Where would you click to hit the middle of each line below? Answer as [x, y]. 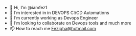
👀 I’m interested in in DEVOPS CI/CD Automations [59, 13]
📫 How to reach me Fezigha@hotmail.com [53, 28]
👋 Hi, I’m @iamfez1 [28, 8]
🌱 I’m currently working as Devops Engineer [54, 18]
